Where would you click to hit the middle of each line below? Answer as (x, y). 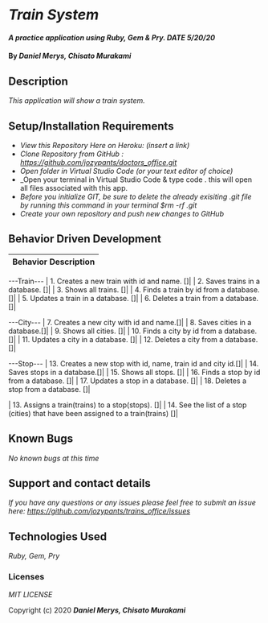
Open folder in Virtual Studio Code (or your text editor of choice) (126, 171)
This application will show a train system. (77, 101)
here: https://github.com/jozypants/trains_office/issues (99, 511)
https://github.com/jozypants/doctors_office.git (98, 162)
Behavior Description (54, 262)
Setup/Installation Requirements (91, 126)
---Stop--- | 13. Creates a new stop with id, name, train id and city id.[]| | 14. (134, 363)
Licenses (26, 577)
